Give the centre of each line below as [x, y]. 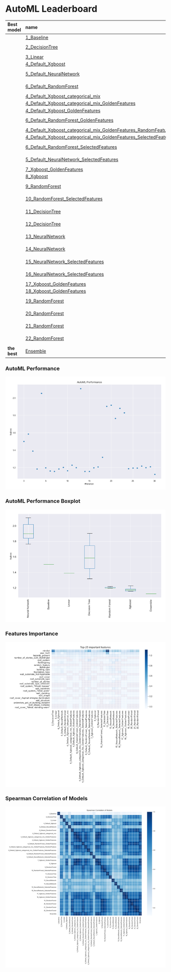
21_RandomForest [45, 326]
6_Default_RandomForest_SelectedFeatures [71, 147]
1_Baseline [37, 37]
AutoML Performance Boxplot [43, 501]
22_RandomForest [45, 338]
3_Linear [35, 57]
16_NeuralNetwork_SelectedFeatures [65, 274]
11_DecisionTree [43, 211]
